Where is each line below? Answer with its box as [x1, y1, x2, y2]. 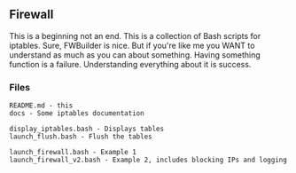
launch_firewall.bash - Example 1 [9, 148, 137, 157]
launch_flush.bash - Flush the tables [9, 132, 152, 141]
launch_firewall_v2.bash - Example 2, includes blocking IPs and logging [9, 155, 288, 165]
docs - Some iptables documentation [9, 109, 144, 118]
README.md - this [9, 101, 74, 110]
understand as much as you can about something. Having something [9, 49, 261, 60]
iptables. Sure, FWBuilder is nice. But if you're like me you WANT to [9, 40, 255, 51]
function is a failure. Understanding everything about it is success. [9, 59, 252, 69]
